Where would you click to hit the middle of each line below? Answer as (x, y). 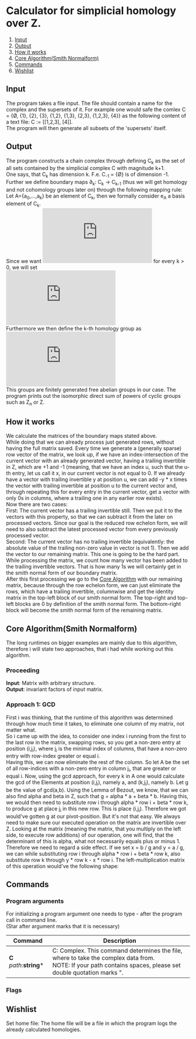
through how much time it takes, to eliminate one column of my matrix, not (95, 723)
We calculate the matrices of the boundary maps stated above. (82, 436)
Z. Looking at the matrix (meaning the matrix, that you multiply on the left (94, 829)
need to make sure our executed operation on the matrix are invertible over (96, 822)
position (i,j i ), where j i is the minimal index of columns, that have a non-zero (97, 749)
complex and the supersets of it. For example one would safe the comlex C (96, 109)
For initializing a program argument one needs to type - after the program (94, 914)
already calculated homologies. (44, 1030)
